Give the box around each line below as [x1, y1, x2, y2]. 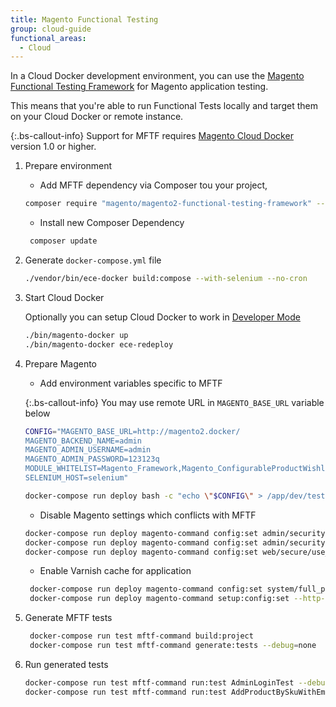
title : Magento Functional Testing [10, 14, 159, 25]
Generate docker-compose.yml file [24, 254, 162, 266]
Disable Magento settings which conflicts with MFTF [39, 509, 257, 521]
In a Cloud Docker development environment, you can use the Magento [10, 70, 305, 82]
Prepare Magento [24, 357, 98, 370]
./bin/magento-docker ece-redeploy [24, 339, 174, 350]
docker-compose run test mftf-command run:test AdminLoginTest [24, 677, 295, 688]
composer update [29, 236, 98, 246]
